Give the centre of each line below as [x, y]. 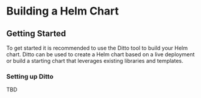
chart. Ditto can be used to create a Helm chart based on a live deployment [100, 54]
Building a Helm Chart [62, 11]
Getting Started [36, 34]
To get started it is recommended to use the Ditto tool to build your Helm [97, 48]
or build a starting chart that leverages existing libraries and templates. [95, 61]
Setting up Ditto [30, 76]
